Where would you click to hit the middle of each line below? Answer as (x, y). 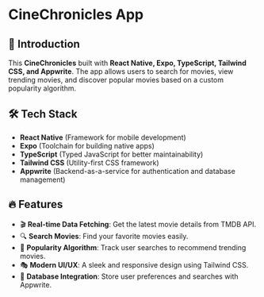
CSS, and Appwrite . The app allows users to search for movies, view (121, 71)
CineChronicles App (76, 15)
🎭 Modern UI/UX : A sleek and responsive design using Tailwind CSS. (134, 264)
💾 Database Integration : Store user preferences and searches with (129, 276)
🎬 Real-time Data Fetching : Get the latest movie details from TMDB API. (138, 224)
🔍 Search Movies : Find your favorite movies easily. (104, 236)
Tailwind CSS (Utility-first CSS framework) (90, 162)
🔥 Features (36, 204)
